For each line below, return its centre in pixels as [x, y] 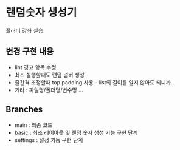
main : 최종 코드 [33, 124]
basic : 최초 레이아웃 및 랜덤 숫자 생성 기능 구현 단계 [76, 132]
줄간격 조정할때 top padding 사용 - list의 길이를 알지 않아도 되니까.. [94, 82]
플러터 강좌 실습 [25, 30]
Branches [24, 110]
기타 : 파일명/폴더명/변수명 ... [49, 90]
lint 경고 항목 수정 [35, 67]
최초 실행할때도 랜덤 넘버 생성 [49, 75]
